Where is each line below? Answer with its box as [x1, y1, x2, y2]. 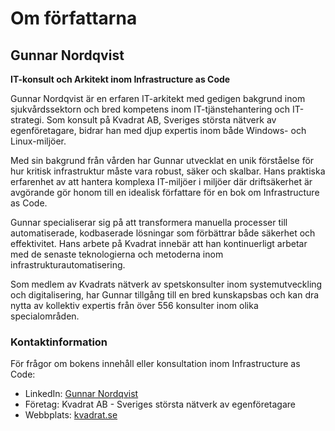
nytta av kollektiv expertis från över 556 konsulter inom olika [10, 300, 259, 311]
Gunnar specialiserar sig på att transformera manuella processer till [10, 217, 288, 228]
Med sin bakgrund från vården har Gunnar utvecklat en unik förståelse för [10, 155, 315, 166]
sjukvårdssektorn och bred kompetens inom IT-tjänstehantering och [10, 103, 291, 115]
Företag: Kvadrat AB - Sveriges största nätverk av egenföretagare [24, 398, 297, 411]
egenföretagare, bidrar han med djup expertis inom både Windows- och [10, 125, 307, 136]
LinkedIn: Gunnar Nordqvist [24, 388, 139, 400]
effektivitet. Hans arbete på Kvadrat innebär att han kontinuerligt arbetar [10, 238, 308, 249]
